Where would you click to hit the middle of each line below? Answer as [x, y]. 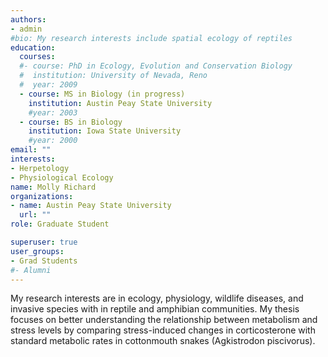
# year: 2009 [48, 85]
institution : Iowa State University [105, 131]
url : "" [35, 215]
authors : [28, 19]
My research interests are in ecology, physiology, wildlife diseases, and [157, 298]
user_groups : [37, 251]
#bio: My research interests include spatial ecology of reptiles [151, 38]
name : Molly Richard [53, 187]
